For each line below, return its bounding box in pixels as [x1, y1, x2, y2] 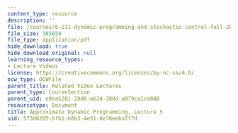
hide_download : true [7, 43, 69, 50]
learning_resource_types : [7, 56, 84, 63]
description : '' [7, 17, 55, 24]
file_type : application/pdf [7, 37, 91, 44]
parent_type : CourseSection [7, 89, 91, 96]
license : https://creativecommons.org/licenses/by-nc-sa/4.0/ [7, 69, 195, 76]
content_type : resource [7, 10, 78, 18]
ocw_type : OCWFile [7, 75, 62, 83]
